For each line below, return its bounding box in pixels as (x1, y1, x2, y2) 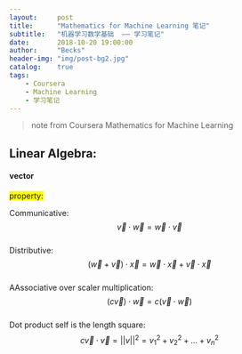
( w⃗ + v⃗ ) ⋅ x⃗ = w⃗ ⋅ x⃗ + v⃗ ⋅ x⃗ (87, 259, 212, 270)
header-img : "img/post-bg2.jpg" (9, 54, 129, 63)
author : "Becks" (9, 46, 86, 55)
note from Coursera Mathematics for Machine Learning (30, 120, 234, 131)
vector (9, 171, 34, 181)
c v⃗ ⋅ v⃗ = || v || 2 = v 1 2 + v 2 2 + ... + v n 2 (79, 333, 220, 348)
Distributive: (9, 245, 53, 255)
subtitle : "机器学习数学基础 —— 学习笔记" (9, 29, 165, 38)
